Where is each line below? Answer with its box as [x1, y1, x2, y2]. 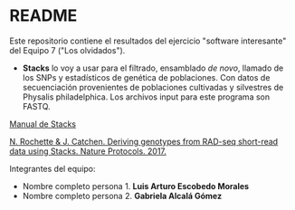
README [9, 5, 78, 26]
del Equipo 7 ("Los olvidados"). [9, 44, 126, 55]
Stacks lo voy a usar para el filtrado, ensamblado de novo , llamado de [22, 62, 284, 73]
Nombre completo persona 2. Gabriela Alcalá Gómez [22, 190, 223, 201]
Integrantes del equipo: [9, 163, 97, 174]
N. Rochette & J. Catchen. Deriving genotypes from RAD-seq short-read [9, 136, 279, 147]
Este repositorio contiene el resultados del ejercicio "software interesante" [9, 35, 287, 46]
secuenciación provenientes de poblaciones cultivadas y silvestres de [22, 81, 284, 92]
